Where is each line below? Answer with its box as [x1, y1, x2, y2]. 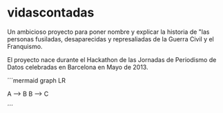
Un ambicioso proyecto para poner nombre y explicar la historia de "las [7, 28, 210, 36]
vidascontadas [7, 5, 95, 21]
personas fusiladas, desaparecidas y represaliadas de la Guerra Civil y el [7, 34, 214, 43]
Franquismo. [7, 42, 43, 50]
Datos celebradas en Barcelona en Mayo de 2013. [7, 63, 148, 71]
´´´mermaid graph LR [7, 76, 66, 84]
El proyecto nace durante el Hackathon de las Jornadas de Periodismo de [7, 55, 217, 63]
